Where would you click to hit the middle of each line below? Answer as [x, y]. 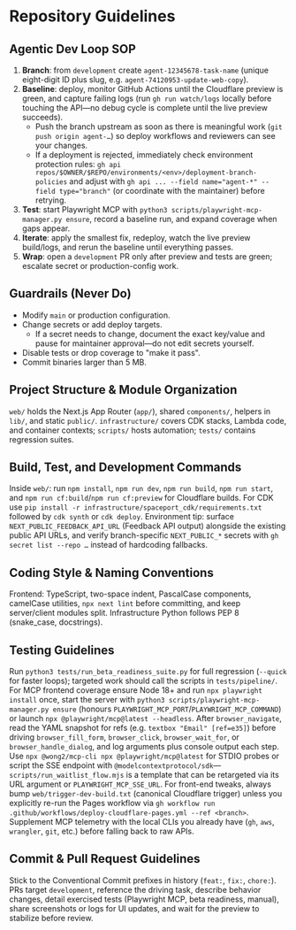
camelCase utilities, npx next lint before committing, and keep [125, 603]
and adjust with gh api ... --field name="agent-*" [163, 181]
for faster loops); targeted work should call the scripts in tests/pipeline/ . [144, 681]
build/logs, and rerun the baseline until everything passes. [128, 247]
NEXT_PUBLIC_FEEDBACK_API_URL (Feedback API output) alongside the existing [148, 526]
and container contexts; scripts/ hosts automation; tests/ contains [133, 430]
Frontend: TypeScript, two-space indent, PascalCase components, [130, 594]
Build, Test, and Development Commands [125, 468]
